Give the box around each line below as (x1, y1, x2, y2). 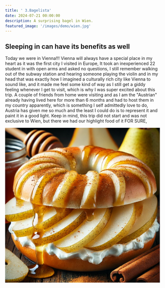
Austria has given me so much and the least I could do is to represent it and (5, 108, 158, 114)
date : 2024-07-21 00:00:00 (5, 13, 60, 18)
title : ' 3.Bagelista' (5, 8, 52, 13)
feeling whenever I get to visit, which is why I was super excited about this (5, 86, 156, 93)
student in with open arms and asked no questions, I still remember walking (5, 66, 158, 72)
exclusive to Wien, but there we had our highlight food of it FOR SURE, (5, 118, 147, 124)
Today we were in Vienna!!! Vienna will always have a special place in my (5, 56, 153, 61)
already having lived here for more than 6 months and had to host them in (5, 97, 154, 103)
